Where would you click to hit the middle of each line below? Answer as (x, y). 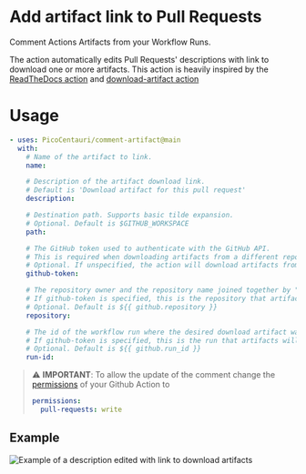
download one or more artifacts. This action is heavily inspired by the (139, 69)
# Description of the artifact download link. (116, 182)
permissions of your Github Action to (101, 385)
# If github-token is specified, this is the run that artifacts (153, 340)
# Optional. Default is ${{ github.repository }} (122, 307)
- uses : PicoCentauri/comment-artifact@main (95, 140)
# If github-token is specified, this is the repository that (146, 298)
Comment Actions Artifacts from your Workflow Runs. (110, 42)
